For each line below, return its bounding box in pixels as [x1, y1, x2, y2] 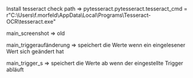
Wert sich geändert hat [6, 48, 64, 55]
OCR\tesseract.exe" [6, 18, 56, 25]
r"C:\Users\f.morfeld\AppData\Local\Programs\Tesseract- [6, 11, 151, 19]
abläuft [6, 66, 24, 73]
